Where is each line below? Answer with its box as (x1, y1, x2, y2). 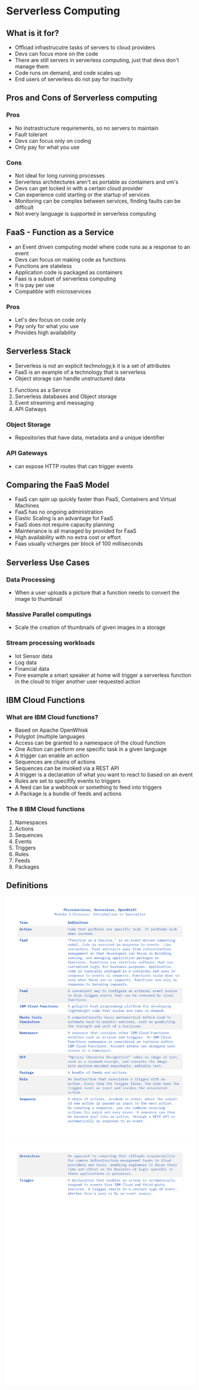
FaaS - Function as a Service (6, 227, 114, 237)
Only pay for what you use (14, 143, 80, 151)
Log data (14, 659, 37, 666)
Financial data (14, 665, 49, 672)
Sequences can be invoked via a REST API (14, 765, 119, 772)
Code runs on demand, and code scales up (14, 69, 121, 76)
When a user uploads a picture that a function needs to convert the (14, 589, 180, 596)
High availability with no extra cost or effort (14, 534, 121, 541)
